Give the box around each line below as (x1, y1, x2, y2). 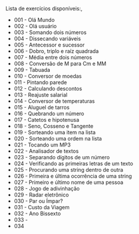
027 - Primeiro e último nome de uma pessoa (13, 179, 124, 186)
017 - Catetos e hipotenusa (13, 116, 80, 123)
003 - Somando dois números (13, 29, 87, 36)
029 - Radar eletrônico (13, 191, 69, 198)
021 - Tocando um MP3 (13, 141, 71, 148)
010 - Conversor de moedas (13, 73, 82, 79)
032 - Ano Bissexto (13, 210, 61, 217)
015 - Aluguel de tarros (13, 104, 70, 111)
